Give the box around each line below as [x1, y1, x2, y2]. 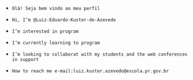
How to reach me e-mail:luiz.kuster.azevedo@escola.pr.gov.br [11, 68, 169, 74]
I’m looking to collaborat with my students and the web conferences [11, 52, 188, 57]
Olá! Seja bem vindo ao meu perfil [11, 5, 100, 11]
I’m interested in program [11, 28, 79, 34]
